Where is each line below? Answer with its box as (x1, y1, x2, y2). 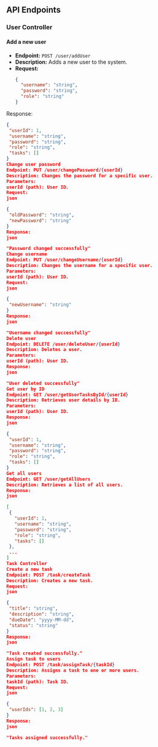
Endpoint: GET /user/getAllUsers (6, 476, 91, 482)
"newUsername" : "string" (8, 302, 71, 308)
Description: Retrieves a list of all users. (6, 482, 123, 488)
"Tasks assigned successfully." (6, 734, 88, 741)
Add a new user (6, 38, 47, 45)
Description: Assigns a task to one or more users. (6, 667, 139, 673)
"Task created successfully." (6, 650, 83, 656)
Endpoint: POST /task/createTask (6, 572, 91, 578)
